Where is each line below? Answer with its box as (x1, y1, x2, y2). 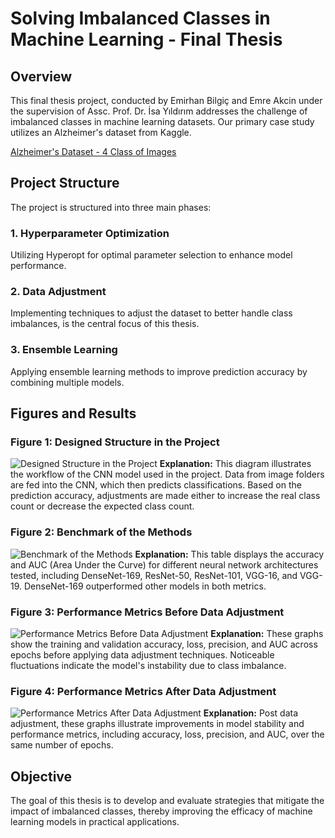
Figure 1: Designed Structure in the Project (10, 435, 220, 449)
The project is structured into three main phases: (10, 201, 212, 213)
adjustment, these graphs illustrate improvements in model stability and (10, 718, 305, 730)
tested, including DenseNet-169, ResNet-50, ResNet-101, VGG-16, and (10, 569, 298, 581)
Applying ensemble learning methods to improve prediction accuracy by (10, 365, 308, 377)
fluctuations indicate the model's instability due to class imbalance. (10, 659, 287, 671)
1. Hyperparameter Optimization (10, 226, 170, 240)
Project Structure (10, 175, 120, 192)
